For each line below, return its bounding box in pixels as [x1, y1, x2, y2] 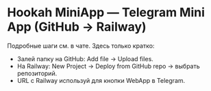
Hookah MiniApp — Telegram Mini [7, 5, 206, 20]
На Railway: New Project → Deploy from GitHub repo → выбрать [16, 62, 200, 70]
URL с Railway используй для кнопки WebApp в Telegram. [16, 76, 186, 84]
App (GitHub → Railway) [7, 19, 147, 35]
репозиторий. [16, 69, 58, 77]
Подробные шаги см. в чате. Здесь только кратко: [7, 41, 155, 50]
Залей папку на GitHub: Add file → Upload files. [16, 54, 154, 62]
